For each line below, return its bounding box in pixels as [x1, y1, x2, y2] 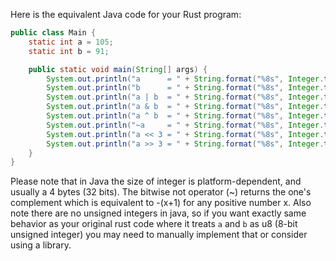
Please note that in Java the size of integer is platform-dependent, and [10, 175, 302, 188]
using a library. [10, 239, 72, 251]
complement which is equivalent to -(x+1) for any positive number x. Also [10, 197, 312, 209]
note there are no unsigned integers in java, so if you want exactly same [10, 207, 307, 219]
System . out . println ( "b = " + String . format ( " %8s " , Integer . [46, 83, 325, 93]
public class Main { [10, 28, 97, 38]
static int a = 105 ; [28, 37, 114, 47]
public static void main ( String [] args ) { [28, 64, 208, 74]
